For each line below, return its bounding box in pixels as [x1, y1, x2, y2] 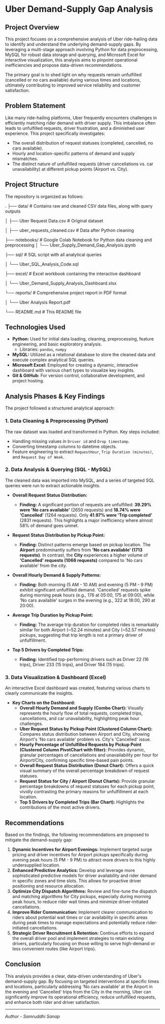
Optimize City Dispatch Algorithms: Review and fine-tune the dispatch [12, 888, 157, 894]
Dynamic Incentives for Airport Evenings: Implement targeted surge [12, 846, 152, 852]
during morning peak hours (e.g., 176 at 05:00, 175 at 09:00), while [19, 592, 155, 598]
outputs [5, 208, 21, 214]
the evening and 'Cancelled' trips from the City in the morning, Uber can [5, 989, 151, 994]
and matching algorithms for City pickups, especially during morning [12, 893, 151, 899]
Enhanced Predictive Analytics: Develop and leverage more [12, 867, 135, 873]
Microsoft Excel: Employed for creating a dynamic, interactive [12, 362, 138, 368]
